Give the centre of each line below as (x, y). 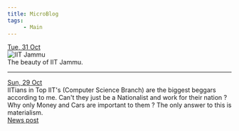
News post (23, 120)
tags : (15, 21)
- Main (33, 27)
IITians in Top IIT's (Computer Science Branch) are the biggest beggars (112, 90)
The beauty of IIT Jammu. (45, 62)
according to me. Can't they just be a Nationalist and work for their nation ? (117, 98)
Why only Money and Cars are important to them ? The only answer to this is (120, 105)
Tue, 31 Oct (24, 47)
